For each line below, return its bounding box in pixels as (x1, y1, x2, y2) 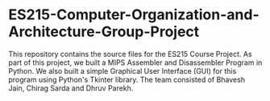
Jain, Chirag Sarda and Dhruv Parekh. (8, 83, 134, 93)
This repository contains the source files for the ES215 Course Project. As (8, 49, 252, 59)
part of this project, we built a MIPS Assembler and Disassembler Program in (8, 58, 263, 67)
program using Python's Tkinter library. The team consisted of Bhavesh (8, 75, 246, 84)
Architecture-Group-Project (8, 22, 200, 41)
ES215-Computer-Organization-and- (8, 6, 260, 24)
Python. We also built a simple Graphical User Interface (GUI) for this (8, 66, 237, 75)
